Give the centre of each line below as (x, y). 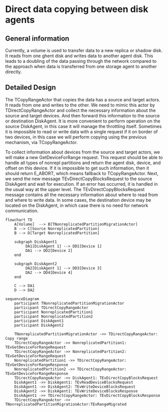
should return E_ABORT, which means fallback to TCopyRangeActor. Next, (82, 173)
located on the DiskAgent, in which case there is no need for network (77, 205)
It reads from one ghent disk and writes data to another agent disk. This (79, 56)
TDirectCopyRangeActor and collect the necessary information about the (80, 110)
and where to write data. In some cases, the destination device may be (78, 200)
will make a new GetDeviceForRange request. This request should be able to (84, 157)
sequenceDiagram (22, 299)
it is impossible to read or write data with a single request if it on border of (81, 131)
